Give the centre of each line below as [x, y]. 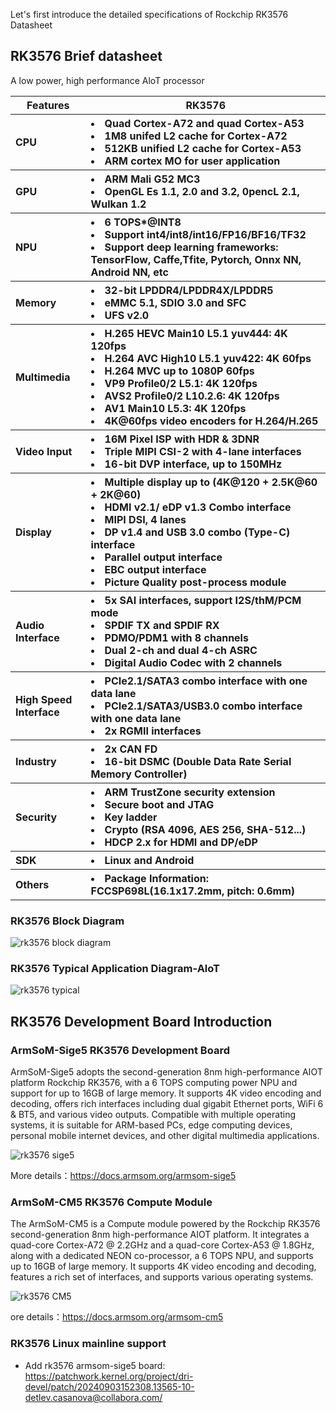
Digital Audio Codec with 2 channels [193, 662]
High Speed [44, 699]
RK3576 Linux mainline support [88, 1344]
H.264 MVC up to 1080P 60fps [179, 371]
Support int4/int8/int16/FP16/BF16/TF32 [205, 234]
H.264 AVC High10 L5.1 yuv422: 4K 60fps [208, 358]
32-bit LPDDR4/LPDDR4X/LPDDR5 [189, 290]
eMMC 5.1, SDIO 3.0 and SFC [175, 302]
